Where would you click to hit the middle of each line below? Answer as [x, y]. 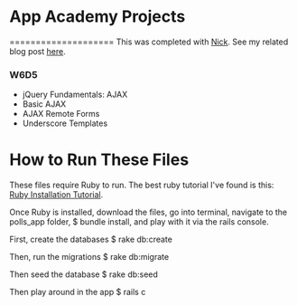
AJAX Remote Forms [61, 114]
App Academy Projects [97, 17]
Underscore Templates [65, 123]
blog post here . [37, 51]
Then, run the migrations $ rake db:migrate [89, 257]
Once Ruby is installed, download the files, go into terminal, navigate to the [148, 212]
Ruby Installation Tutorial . [56, 195]
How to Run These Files [99, 160]
